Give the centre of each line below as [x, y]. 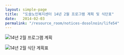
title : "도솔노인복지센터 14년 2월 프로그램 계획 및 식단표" [60, 14]
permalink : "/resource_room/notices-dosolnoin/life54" [62, 23]
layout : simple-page [26, 9]
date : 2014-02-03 [25, 18]
